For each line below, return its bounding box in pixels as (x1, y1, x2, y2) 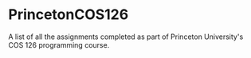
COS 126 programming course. (8, 40, 110, 49)
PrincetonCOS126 (8, 6, 129, 24)
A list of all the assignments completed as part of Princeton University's (8, 32, 244, 41)
